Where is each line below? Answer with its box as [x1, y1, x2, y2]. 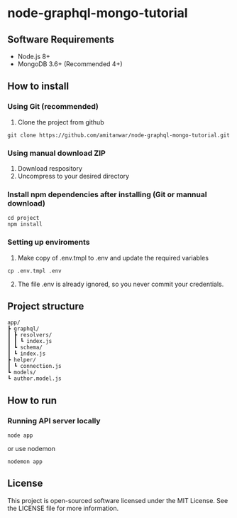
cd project [7, 215, 40, 222]
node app [7, 432, 33, 439]
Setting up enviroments [7, 237, 90, 247]
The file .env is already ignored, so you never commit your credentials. [17, 280, 224, 288]
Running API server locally [7, 416, 101, 425]
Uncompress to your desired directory [17, 171, 130, 180]
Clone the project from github [17, 117, 104, 126]
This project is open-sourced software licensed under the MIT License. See [7, 496, 228, 504]
